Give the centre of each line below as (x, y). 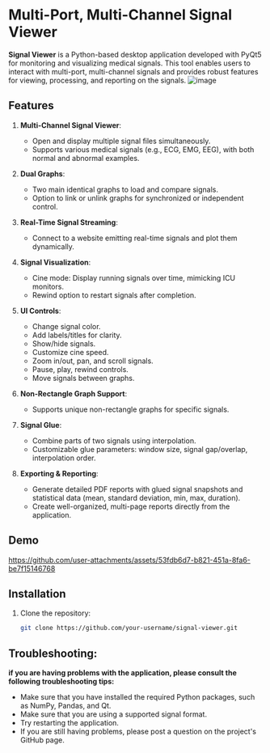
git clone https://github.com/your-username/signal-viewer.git (129, 628)
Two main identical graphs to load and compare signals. (125, 189)
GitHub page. (42, 740)
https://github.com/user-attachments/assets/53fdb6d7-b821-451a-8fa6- (129, 560)
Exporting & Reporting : (59, 473)
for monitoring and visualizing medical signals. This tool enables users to (129, 63)
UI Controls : (40, 311)
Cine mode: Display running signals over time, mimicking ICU (134, 277)
